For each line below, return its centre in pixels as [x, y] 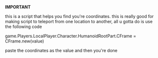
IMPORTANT [18, 7]
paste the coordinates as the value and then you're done [61, 51]
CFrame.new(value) [25, 41]
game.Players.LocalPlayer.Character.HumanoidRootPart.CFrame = [71, 36]
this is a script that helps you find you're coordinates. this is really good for [79, 16]
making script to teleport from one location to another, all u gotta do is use [79, 22]
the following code [23, 27]
